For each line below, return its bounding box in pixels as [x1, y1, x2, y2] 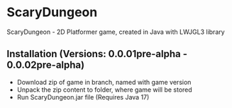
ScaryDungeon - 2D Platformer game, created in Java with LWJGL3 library [6, 28, 225, 36]
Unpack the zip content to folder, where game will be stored [16, 85, 192, 94]
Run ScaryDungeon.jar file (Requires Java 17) [16, 92, 150, 101]
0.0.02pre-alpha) [6, 59, 85, 71]
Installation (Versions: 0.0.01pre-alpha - [6, 48, 188, 60]
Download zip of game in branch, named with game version [16, 78, 192, 86]
